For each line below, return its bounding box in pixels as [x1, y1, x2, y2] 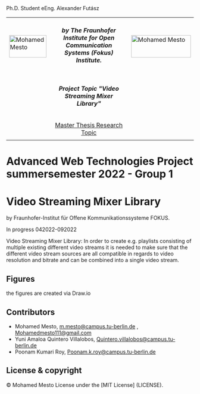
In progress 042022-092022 [6, 226, 77, 233]
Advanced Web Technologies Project [6, 155, 193, 168]
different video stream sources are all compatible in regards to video [6, 250, 174, 257]
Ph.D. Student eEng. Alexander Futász [6, 5, 99, 11]
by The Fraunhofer [61, 26, 116, 35]
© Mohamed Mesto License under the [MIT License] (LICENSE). [6, 381, 164, 389]
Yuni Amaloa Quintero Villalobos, [14, 335, 95, 343]
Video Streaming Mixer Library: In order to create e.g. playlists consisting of [6, 238, 192, 245]
